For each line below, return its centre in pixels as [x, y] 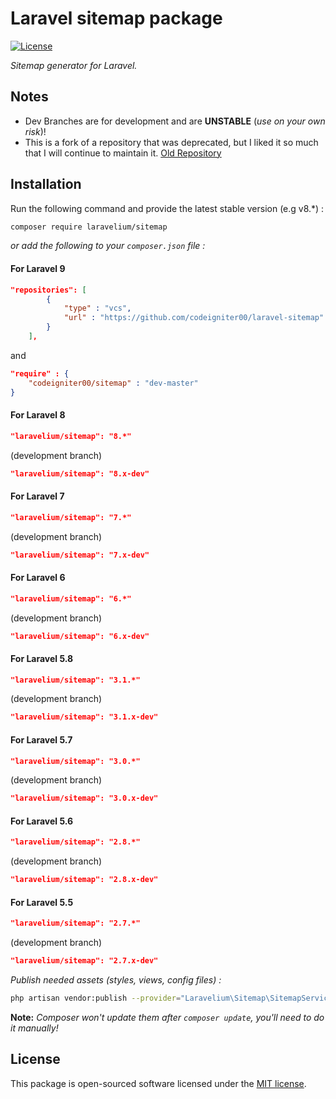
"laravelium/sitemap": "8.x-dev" [80, 473]
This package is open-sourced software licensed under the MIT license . [158, 1083]
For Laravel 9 [38, 269]
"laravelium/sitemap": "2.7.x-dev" [84, 961]
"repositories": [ [48, 290]
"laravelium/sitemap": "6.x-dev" [80, 636]
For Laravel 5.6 [42, 821]
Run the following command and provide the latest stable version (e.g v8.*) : [167, 208]
